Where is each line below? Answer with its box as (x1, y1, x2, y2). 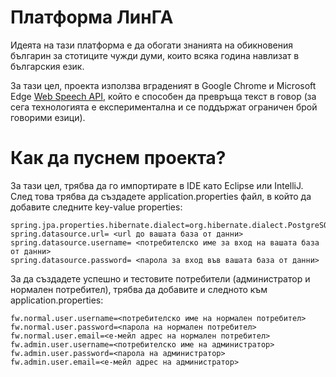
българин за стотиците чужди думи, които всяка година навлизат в (10, 49, 300, 61)
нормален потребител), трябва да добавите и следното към (10, 283, 268, 295)
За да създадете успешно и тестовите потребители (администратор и (10, 272, 311, 285)
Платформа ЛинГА (10, 6, 174, 29)
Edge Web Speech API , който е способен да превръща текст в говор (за (10, 90, 317, 102)
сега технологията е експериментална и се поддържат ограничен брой (10, 101, 318, 113)
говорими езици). (10, 111, 86, 123)
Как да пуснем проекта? (10, 147, 227, 170)
